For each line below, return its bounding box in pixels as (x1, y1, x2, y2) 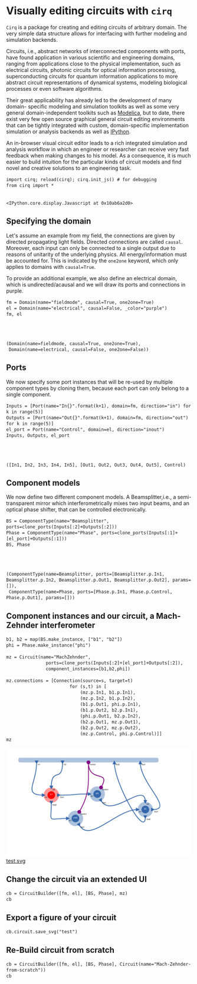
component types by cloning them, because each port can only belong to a (6, 385, 189, 392)
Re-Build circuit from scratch (6, 945, 115, 955)
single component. (6, 391, 52, 398)
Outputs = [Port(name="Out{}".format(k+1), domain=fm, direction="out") (6, 415, 189, 421)
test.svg (6, 857, 26, 864)
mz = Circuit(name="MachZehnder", (6, 654, 91, 660)
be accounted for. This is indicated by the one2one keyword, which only (6, 257, 179, 264)
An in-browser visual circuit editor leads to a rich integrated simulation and (6, 139, 188, 146)
